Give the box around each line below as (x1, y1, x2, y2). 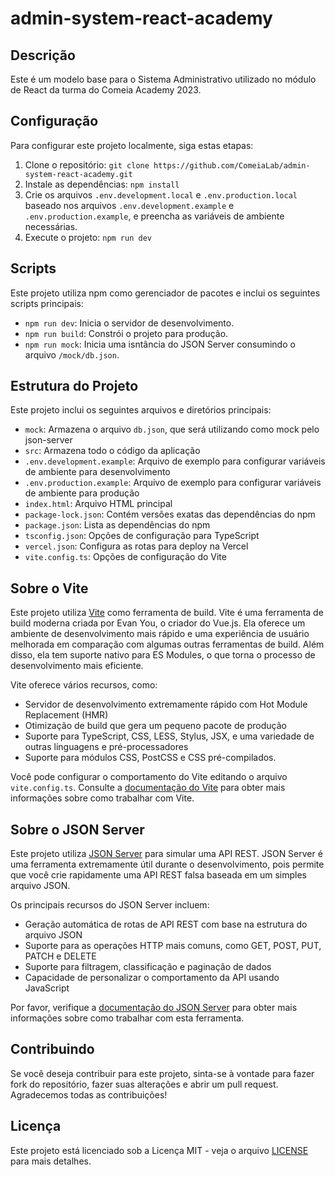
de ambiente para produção (24, 487, 140, 499)
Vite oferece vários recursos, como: (10, 679, 158, 691)
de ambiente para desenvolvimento (24, 466, 171, 478)
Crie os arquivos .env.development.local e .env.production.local (24, 188, 298, 201)
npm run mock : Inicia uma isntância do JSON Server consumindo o (24, 338, 296, 350)
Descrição (10, 47, 76, 64)
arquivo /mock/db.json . (24, 348, 120, 361)
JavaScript (24, 982, 70, 994)
